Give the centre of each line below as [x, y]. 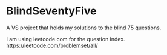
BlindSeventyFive [51, 11]
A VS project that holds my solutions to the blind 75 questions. [84, 27]
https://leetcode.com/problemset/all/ [52, 45]
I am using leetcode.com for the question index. [66, 39]
